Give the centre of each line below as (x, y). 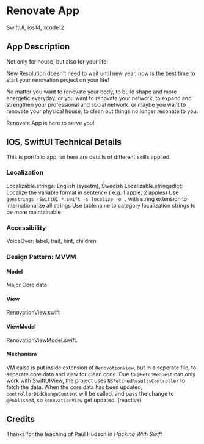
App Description (38, 47)
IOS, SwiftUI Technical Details (64, 142)
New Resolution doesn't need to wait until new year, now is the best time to (101, 73)
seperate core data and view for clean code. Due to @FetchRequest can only (101, 374)
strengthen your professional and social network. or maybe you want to (96, 104)
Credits (21, 419)
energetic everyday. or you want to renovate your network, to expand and (99, 98)
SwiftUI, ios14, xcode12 (35, 27)
